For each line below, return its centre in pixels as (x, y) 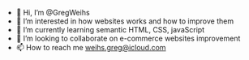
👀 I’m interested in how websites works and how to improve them (124, 21)
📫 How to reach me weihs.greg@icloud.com (91, 47)
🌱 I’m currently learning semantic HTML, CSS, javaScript (110, 30)
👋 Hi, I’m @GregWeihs (53, 13)
